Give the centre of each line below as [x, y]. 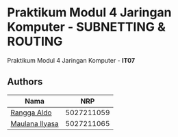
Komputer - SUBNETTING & [87, 27]
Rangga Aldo [31, 112]
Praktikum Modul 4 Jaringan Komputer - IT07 [71, 60]
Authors [25, 82]
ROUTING [35, 42]
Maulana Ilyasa [35, 123]
